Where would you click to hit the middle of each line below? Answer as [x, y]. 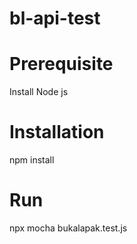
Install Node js [39, 92]
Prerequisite [61, 64]
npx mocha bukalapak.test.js [68, 228]
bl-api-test [55, 18]
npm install [32, 160]
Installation [57, 132]
